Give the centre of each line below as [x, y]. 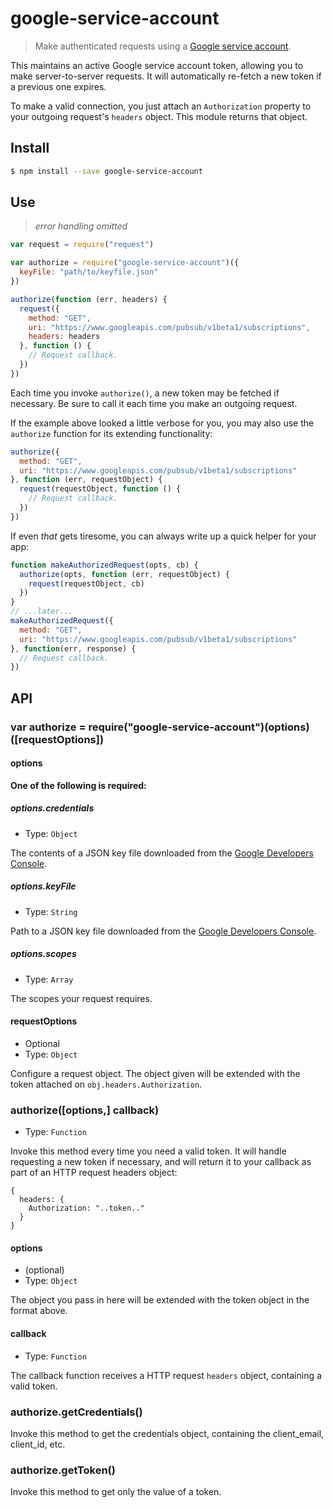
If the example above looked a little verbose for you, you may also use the [162, 423]
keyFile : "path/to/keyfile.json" [89, 272]
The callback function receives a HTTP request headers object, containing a [166, 1375]
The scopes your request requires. [81, 998]
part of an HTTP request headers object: [94, 1173]
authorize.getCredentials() [76, 1412]
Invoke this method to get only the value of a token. [116, 1492]
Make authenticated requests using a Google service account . [163, 46]
